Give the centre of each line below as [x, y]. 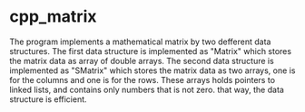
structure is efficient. [49, 99]
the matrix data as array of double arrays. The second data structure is [142, 61]
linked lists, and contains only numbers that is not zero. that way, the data [147, 89]
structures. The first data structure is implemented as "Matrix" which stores [151, 51]
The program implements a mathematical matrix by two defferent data [140, 42]
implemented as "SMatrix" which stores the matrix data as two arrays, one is [152, 70]
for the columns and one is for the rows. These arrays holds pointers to [142, 79]
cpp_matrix [53, 17]
